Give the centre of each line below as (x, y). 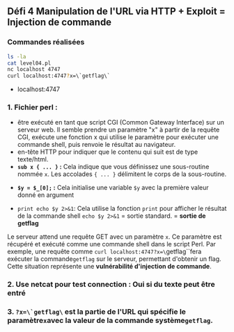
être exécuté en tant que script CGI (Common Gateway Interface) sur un (120, 122)
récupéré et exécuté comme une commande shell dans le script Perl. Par (111, 244)
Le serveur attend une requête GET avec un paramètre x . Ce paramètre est (115, 237)
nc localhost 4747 (34, 70)
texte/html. (33, 159)
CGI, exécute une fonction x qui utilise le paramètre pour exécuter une (118, 137)
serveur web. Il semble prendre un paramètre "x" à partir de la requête (118, 130)
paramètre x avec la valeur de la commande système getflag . (110, 321)
